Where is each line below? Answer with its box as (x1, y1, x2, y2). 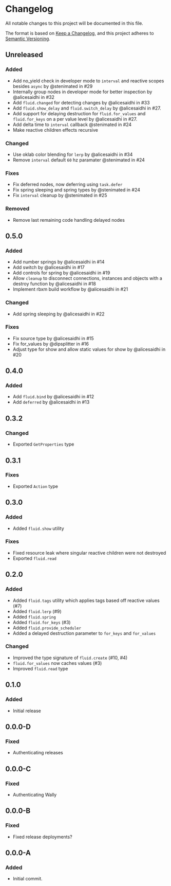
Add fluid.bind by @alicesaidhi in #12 (12, 394, 94, 400)
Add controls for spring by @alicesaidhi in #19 (12, 270, 110, 276)
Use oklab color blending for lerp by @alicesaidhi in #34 (12, 151, 133, 157)
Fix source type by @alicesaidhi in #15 (12, 335, 94, 341)
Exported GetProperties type (12, 441, 74, 448)
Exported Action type (12, 483, 58, 489)
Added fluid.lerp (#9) (12, 608, 62, 614)
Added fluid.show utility (12, 525, 64, 531)
